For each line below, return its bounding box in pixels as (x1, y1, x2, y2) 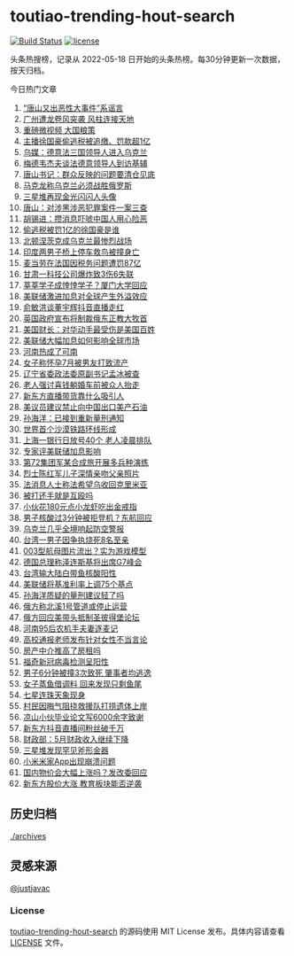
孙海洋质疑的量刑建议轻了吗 (22, 589, 125, 600)
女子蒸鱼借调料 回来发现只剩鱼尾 (22, 678, 143, 688)
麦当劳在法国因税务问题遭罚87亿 (22, 257, 142, 268)
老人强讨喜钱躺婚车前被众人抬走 (22, 379, 140, 390)
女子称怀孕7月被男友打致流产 (22, 357, 129, 368)
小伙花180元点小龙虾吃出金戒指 (22, 501, 137, 511)
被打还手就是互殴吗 (22, 490, 94, 501)
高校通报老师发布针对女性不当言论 (22, 633, 148, 644)
